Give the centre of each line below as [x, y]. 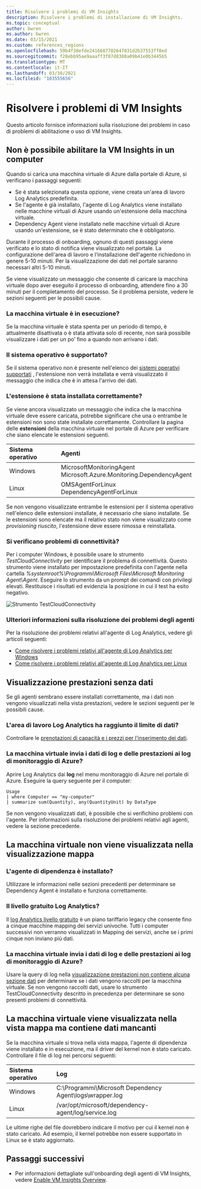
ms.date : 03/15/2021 [32, 40]
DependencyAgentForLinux [99, 492]
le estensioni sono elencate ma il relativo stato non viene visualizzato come [99, 519]
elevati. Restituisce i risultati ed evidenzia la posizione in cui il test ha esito [98, 586]
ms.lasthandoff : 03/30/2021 [41, 73]
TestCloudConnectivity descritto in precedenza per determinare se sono [95, 994]
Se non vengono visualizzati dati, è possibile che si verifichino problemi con [100, 813]
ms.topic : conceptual [33, 23]
